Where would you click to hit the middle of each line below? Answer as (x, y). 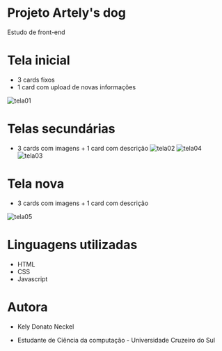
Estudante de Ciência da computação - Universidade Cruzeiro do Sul (116, 340)
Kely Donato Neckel (46, 327)
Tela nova (36, 184)
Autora (27, 307)
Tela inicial (39, 60)
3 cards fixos (36, 80)
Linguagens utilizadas (72, 245)
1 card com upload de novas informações (77, 87)
